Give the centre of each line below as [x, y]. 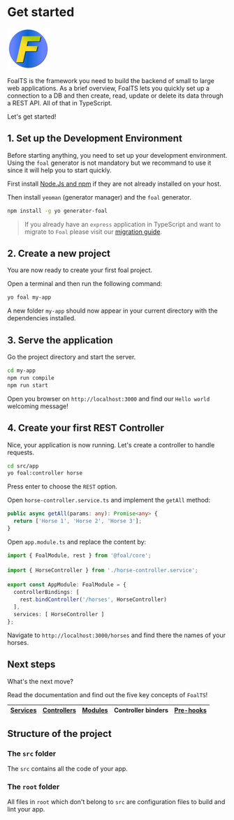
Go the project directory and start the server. [72, 357]
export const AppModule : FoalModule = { [67, 585]
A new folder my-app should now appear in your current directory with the [112, 311]
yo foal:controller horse [45, 473]
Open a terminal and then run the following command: [85, 284]
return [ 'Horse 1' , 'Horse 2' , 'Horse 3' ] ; [78, 521]
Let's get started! [32, 117]
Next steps [31, 665]
